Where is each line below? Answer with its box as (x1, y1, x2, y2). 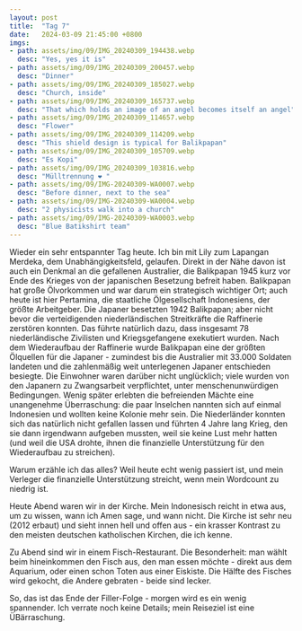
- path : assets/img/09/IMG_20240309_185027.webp (9, 80, 195, 89)
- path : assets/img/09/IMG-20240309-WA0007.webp (9, 180, 195, 189)
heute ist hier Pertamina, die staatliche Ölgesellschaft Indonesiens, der (9, 294, 271, 305)
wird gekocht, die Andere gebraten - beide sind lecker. (9, 575, 212, 586)
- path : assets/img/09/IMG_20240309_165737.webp (9, 96, 195, 106)
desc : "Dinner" (17, 72, 75, 81)
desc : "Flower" (17, 122, 75, 131)
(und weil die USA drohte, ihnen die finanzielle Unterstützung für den (9, 437, 265, 448)
